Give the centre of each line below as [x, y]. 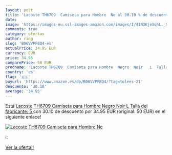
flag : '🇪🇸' [18, 77]
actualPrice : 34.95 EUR [31, 48]
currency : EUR [20, 53]
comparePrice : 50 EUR [28, 63]
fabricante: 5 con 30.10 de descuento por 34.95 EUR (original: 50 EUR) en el [85, 111]
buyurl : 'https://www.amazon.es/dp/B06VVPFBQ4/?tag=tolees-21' [74, 82]
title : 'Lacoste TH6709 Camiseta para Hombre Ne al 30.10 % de [76, 15]
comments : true [21, 29]
